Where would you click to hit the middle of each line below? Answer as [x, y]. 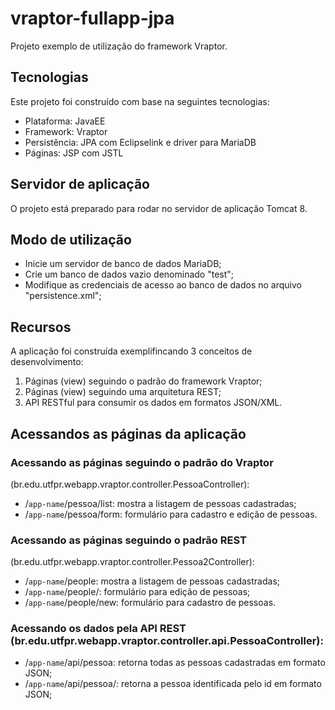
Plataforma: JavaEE [65, 121]
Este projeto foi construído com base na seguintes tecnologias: [140, 101]
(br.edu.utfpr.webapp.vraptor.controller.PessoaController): [130, 484]
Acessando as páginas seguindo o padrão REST [128, 540]
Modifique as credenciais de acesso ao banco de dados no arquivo [163, 285]
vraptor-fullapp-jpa [92, 18]
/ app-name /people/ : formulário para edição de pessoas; [137, 592]
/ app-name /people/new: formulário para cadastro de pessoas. [150, 603]
